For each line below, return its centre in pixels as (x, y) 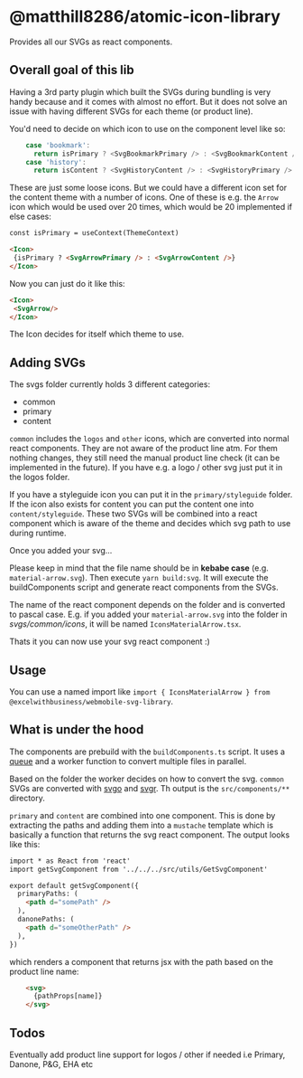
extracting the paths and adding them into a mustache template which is (141, 825)
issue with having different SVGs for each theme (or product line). (131, 111)
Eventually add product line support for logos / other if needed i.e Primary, (147, 1054)
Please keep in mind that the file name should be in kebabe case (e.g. (139, 568)
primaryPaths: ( (48, 894)
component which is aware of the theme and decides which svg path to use (150, 524)
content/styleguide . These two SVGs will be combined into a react (133, 514)
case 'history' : (56, 162)
